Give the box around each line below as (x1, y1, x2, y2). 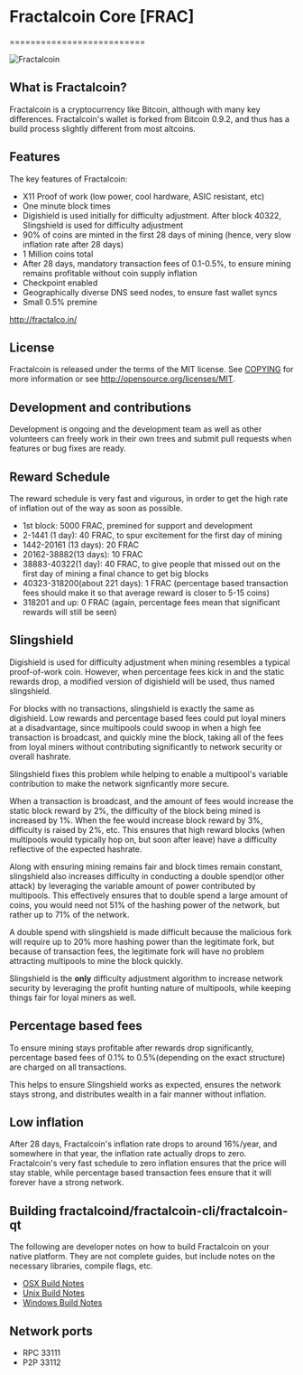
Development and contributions (9, 399, 192, 415)
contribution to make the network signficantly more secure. (9, 778, 230, 789)
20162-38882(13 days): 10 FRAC (22, 549, 143, 559)
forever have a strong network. (9, 1177, 124, 1188)
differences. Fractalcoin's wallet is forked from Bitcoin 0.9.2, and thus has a (9, 113, 290, 124)
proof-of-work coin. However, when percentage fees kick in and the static (9, 666, 285, 677)
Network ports (9, 1324, 93, 1339)
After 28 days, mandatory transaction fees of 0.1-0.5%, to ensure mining (22, 257, 291, 268)
